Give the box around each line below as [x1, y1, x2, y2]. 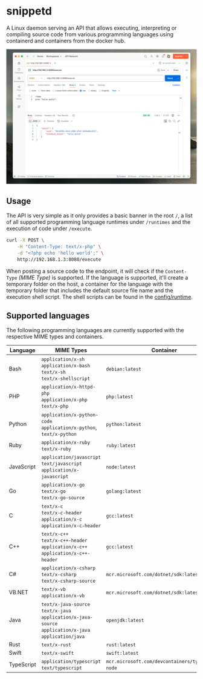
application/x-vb [41, 593, 85, 599]
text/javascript [41, 461, 83, 467]
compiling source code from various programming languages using [6, 30, 174, 38]
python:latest [106, 422, 142, 428]
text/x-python [41, 431, 77, 437]
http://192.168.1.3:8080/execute [17, 256, 101, 263]
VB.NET [8, 588, 28, 595]
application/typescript [41, 658, 101, 665]
